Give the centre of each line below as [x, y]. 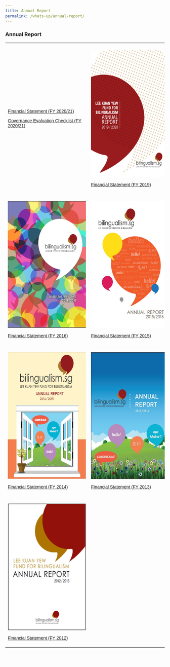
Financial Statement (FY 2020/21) [41, 111]
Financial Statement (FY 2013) [121, 487]
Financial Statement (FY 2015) [121, 336]
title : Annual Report [28, 11]
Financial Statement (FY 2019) [121, 184]
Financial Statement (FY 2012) [38, 638]
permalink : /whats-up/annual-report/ [45, 16]
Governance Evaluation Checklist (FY [45, 121]
